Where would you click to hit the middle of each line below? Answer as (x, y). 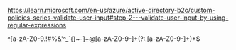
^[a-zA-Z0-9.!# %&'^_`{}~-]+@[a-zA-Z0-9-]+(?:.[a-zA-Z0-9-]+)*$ (104, 39)
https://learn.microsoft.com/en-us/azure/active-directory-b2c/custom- (111, 10)
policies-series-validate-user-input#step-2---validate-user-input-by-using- (118, 18)
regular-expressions (37, 25)
